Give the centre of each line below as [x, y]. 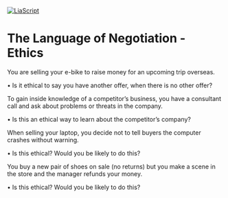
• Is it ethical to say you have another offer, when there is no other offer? [110, 85]
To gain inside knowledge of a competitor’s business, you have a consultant [114, 98]
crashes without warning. [43, 140]
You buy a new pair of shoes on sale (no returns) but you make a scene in [112, 166]
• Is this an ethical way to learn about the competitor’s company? [99, 119]
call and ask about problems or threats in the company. [85, 106]
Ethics [25, 53]
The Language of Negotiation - [96, 38]
